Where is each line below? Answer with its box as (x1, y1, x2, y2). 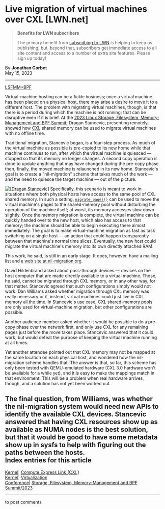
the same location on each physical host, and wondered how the (5, 354, 136, 360)
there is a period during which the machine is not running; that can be (5, 109, 146, 115)
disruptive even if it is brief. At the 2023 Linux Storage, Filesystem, (5, 114, 140, 120)
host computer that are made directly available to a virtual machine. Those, (5, 273, 157, 279)
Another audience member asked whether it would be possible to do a (5, 318, 147, 325)
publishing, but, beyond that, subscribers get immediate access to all (17, 45, 157, 51)
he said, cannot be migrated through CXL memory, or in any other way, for (5, 278, 156, 283)
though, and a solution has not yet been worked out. (5, 380, 111, 386)
